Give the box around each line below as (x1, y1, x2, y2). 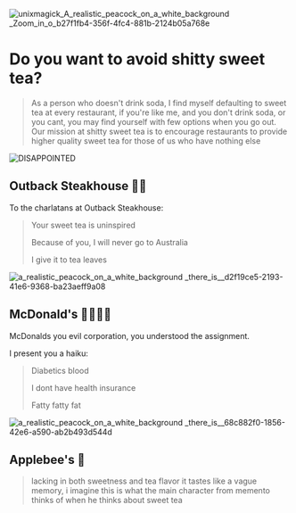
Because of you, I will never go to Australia (30, 236, 189, 247)
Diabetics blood (30, 365, 89, 376)
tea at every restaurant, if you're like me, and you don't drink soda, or (30, 107, 286, 118)
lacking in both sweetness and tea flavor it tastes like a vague (30, 476, 258, 486)
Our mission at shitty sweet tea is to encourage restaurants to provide (30, 126, 288, 137)
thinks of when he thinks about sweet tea (30, 495, 183, 506)
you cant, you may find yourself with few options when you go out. (30, 116, 276, 127)
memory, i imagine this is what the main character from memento (30, 485, 270, 496)
